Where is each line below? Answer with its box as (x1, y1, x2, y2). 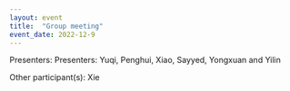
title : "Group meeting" (9, 22, 104, 31)
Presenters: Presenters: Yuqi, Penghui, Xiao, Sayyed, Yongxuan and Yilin (9, 55, 282, 66)
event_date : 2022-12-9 (9, 30, 95, 39)
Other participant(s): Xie (9, 72, 100, 83)
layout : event (9, 13, 64, 23)
